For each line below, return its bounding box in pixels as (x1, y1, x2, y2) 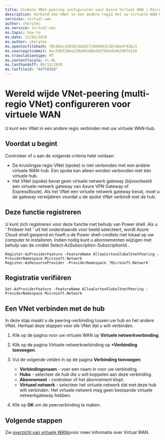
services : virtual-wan (5, 16, 52, 21)
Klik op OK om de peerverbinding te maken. (12, 402, 101, 408)
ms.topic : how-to (5, 30, 41, 35)
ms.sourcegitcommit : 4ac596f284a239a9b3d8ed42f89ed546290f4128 (5, 48, 137, 53)
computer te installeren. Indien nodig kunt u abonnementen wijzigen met (5, 237, 152, 243)
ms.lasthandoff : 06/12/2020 (5, 62, 63, 67)
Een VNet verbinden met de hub (5, 304, 105, 313)
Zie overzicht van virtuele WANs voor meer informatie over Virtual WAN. (5, 430, 150, 435)
